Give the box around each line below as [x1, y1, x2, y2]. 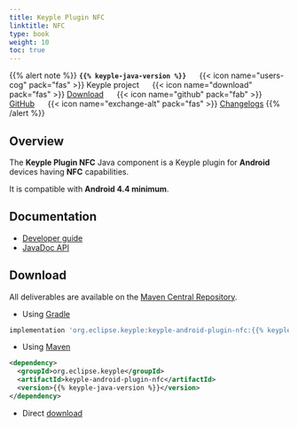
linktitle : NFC [9, 21, 66, 30]
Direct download [21, 408, 82, 418]
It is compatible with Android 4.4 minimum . [9, 183, 169, 194]
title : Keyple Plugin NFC [9, 12, 105, 22]
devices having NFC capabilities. [9, 166, 129, 177]
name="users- [230, 70, 285, 81]
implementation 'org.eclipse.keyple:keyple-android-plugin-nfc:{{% [9, 325, 264, 335]
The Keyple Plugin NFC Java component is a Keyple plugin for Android [9, 157, 271, 167]
